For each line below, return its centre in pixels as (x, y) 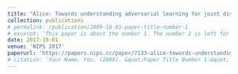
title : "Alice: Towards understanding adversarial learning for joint (114, 14)
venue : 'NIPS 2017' (36, 47)
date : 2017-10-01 (33, 40)
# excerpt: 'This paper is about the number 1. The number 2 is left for (119, 33)
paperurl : (22, 54)
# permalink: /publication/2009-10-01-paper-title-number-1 (98, 27)
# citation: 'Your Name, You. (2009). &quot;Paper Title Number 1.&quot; (119, 60)
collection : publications (45, 20)
